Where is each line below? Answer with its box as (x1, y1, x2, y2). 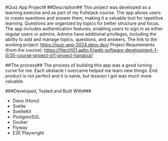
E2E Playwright (12, 130, 44, 135)
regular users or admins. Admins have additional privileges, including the (5, 31, 157, 37)
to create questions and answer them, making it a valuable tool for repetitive (5, 15, 163, 21)
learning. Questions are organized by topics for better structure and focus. (5, 20, 160, 26)
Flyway (12, 124, 28, 130)
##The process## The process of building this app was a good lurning (5, 62, 152, 68)
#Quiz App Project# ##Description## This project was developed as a (5, 5, 151, 10)
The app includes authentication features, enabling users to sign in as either (5, 26, 163, 32)
